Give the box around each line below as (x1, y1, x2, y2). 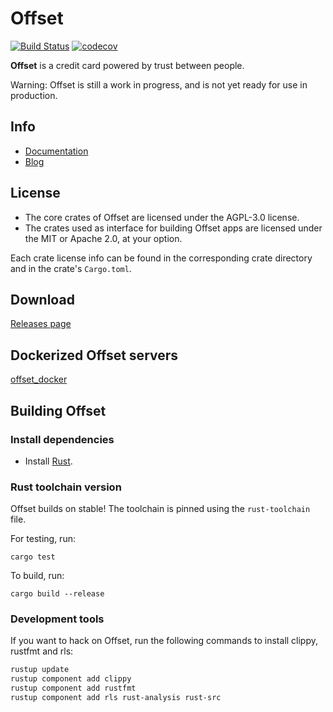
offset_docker (10, 373, 68, 386)
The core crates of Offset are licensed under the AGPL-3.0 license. (24, 211, 300, 223)
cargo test (10, 552, 56, 562)
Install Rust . (24, 455, 73, 467)
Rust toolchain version (10, 480, 122, 494)
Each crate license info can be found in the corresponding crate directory (10, 252, 313, 264)
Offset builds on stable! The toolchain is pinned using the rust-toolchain (10, 503, 311, 515)
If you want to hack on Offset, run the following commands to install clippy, (10, 635, 319, 647)
